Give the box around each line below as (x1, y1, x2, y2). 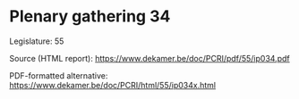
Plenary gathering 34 (9, 6, 171, 27)
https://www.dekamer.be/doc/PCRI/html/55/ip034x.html (9, 79, 217, 90)
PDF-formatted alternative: (9, 70, 108, 81)
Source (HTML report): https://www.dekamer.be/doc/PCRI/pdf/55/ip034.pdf (9, 53, 290, 63)
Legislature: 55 (9, 36, 64, 46)
